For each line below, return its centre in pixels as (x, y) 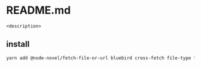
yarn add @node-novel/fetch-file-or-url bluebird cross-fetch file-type (99, 58)
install (18, 44)
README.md (39, 10)
